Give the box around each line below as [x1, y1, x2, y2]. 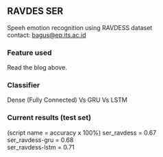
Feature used [7, 48, 52, 57]
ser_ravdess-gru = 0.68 [7, 136, 74, 144]
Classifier [7, 81, 40, 90]
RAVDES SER [7, 5, 64, 17]
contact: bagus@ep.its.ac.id [7, 31, 86, 39]
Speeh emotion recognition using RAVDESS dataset [7, 23, 153, 31]
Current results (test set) [7, 113, 91, 122]
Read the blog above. [7, 63, 67, 72]
